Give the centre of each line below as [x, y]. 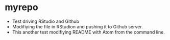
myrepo [22, 7]
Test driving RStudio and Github [46, 21]
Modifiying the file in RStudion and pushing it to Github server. [78, 26]
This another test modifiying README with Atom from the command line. [89, 32]
